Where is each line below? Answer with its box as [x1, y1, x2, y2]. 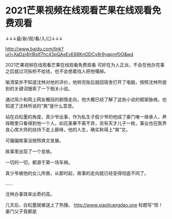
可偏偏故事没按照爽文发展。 [5, 137, 64, 144]
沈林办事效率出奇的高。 [5, 191, 55, 197]
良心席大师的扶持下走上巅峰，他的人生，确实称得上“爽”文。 [5, 126, 131, 132]
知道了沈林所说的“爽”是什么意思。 [5, 103, 77, 109]
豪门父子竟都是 [5, 208, 37, 214]
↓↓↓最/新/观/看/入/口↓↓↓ [5, 35, 63, 42]
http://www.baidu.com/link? [5, 46, 64, 52]
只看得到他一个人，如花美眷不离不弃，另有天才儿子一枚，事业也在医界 [18, 120, 167, 126]
